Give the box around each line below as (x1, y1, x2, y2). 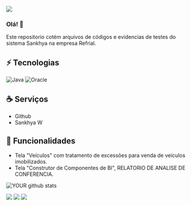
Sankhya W (14, 119, 43, 126)
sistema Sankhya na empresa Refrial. (6, 40, 96, 47)
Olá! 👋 (6, 20, 24, 28)
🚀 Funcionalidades (6, 136, 76, 146)
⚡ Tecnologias (6, 57, 60, 67)
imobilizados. (14, 158, 47, 165)
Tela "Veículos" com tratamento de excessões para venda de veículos (14, 152, 186, 159)
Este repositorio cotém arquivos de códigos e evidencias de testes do (6, 34, 176, 41)
